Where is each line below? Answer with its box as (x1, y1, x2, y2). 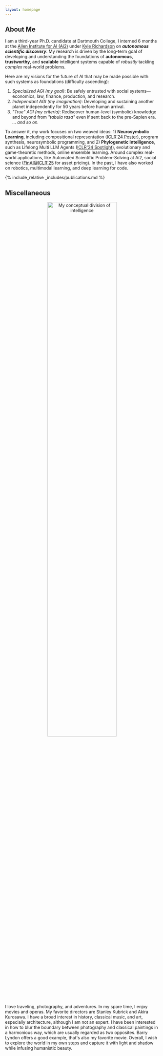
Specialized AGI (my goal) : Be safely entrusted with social (12, 88, 129, 94)
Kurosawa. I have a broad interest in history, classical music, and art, (5, 1014, 143, 1020)
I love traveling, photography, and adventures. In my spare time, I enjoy (5, 1004, 148, 1010)
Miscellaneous (5, 189, 51, 197)
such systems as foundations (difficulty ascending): (5, 79, 109, 84)
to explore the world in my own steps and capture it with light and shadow (5, 1040, 154, 1046)
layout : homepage (5, 7, 41, 12)
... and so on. (12, 119, 39, 125)
